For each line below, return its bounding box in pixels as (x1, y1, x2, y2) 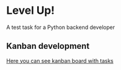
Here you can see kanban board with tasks (6, 57, 114, 64)
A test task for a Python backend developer (6, 24, 116, 31)
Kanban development (6, 41, 90, 51)
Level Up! (6, 4, 55, 17)
